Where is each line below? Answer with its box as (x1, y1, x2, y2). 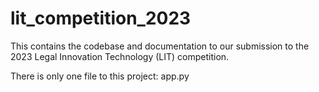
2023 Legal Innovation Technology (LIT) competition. (10, 50, 230, 62)
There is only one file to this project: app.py (10, 70, 190, 82)
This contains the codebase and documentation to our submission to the (10, 40, 310, 52)
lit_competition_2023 (10, 7, 192, 30)
